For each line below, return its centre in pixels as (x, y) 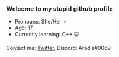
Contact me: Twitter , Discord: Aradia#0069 (59, 48)
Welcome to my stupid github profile (60, 9)
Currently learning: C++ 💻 (47, 35)
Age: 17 (24, 28)
